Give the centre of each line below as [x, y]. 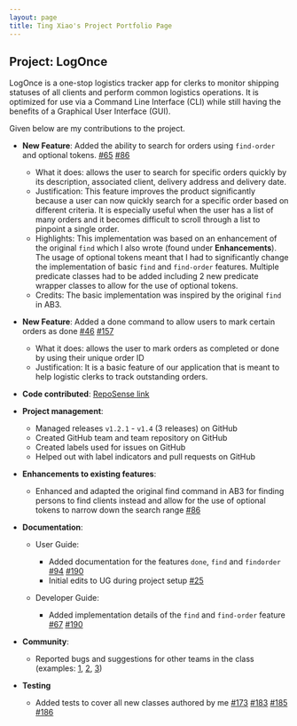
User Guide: [57, 545]
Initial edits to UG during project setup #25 [126, 581]
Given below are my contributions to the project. [98, 129]
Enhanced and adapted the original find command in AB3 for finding [160, 491]
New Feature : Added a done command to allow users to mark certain [148, 322]
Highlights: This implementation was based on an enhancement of [156, 239]
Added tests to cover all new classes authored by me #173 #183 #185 [161, 703]
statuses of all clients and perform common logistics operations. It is [134, 92]
